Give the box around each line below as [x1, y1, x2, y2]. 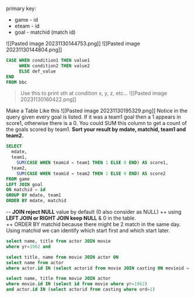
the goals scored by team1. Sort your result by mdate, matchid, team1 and [6, 126, 186, 133]
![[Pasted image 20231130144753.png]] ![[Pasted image [6, 40, 140, 47]
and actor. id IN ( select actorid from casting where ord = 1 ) [6, 286, 156, 293]
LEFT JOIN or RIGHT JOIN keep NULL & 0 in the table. [6, 214, 136, 221]
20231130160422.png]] [20, 96, 77, 103]
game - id [14, 16, 38, 23]
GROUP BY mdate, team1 [6, 192, 61, 198]
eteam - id [14, 23, 40, 29]
